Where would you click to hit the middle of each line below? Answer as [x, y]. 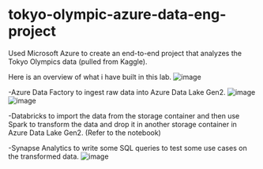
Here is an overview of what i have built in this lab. [90, 77]
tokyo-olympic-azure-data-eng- [117, 15]
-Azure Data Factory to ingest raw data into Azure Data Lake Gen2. [117, 92]
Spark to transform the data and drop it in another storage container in [122, 124]
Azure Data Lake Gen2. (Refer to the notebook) [85, 133]
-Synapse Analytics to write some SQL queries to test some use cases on [128, 148]
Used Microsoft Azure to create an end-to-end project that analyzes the [125, 53]
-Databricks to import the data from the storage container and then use [124, 115]
